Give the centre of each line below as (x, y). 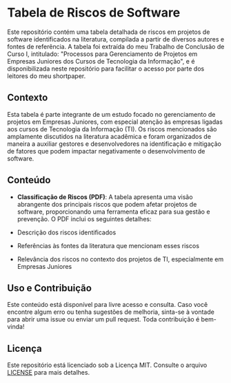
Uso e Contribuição (49, 288)
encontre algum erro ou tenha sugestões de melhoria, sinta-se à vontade (111, 312)
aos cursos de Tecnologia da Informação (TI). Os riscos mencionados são (112, 129)
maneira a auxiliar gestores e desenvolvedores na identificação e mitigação (114, 144)
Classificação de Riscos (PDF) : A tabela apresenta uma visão (105, 197)
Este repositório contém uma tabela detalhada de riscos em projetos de (109, 32)
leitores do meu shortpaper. (47, 76)
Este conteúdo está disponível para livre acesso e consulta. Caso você (108, 305)
